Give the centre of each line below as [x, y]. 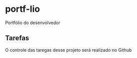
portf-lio [23, 9]
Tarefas [17, 38]
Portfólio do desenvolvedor [33, 23]
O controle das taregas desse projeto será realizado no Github [68, 50]
